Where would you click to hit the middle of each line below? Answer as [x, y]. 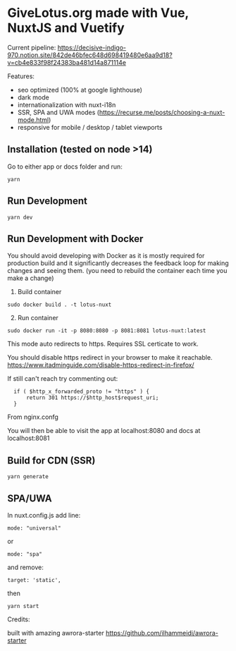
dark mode [33, 97]
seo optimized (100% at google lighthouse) [80, 90]
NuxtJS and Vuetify [66, 28]
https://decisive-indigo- [92, 47]
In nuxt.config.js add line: [44, 515]
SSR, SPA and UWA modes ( [58, 112]
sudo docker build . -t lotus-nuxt [60, 305]
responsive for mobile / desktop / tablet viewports [90, 127]
